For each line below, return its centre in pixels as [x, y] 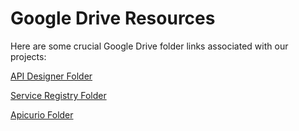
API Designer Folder [51, 76]
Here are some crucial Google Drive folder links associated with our [149, 46]
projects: [28, 56]
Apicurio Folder [42, 114]
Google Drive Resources [113, 18]
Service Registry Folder [58, 95]
